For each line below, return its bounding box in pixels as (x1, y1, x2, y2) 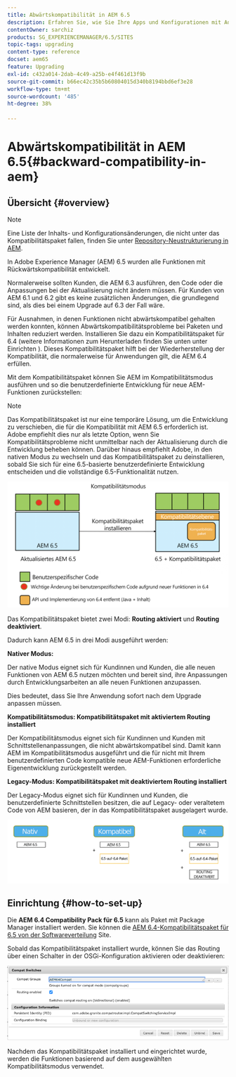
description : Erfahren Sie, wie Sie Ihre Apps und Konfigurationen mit (7, 18, 221, 26)
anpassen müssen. (7, 699, 62, 708)
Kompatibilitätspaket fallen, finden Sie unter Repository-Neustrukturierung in (7, 236, 229, 245)
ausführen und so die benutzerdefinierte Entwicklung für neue (7, 380, 188, 389)
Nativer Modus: (7, 650, 54, 658)
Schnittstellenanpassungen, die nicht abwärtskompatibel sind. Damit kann (7, 742, 221, 750)
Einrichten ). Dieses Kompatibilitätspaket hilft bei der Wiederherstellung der (7, 344, 225, 353)
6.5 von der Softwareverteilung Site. (7, 931, 112, 939)
